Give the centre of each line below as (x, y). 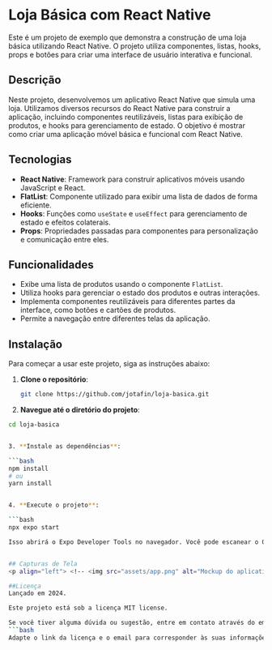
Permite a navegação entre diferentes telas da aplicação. (115, 319)
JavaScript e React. (53, 187)
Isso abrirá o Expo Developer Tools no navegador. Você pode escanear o (134, 542)
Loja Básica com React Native (110, 15)
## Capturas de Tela (43, 564)
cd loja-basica (34, 425)
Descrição (35, 80)
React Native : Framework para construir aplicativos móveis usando (132, 179)
